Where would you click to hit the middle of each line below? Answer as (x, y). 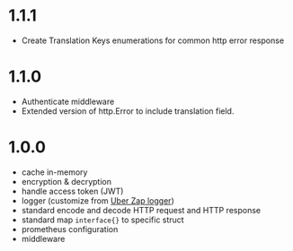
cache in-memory (54, 172)
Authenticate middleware (68, 101)
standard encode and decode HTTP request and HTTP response (141, 210)
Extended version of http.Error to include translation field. (128, 111)
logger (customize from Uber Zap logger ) (98, 200)
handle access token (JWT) (72, 191)
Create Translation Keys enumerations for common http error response (153, 40)
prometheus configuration (70, 229)
